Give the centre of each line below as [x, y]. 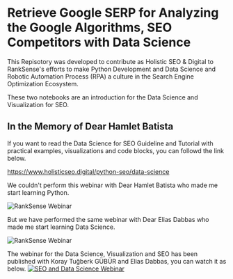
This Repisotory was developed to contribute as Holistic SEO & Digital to [111, 61]
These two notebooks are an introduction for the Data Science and [103, 97]
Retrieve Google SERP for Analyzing [113, 13]
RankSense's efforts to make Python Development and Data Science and [112, 69]
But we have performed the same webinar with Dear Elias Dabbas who [109, 219]
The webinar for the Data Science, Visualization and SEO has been [103, 254]
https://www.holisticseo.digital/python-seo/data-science [88, 171]
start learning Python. [38, 192]
